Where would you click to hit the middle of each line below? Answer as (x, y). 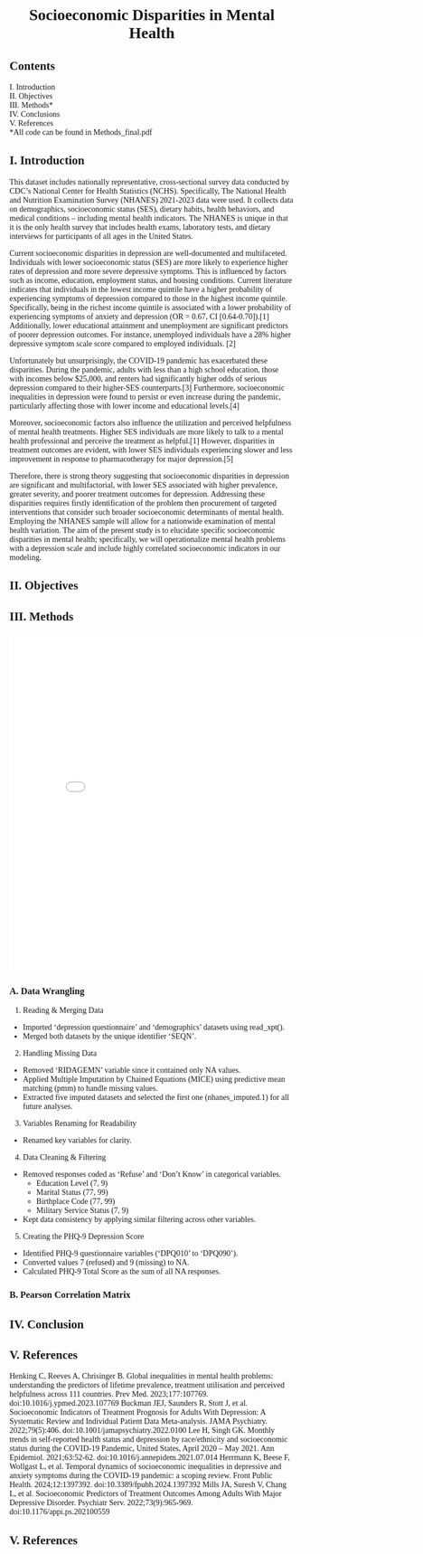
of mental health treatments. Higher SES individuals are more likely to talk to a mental (146, 432)
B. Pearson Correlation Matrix (70, 1295)
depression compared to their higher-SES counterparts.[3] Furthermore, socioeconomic (147, 388)
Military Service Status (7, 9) (82, 1211)
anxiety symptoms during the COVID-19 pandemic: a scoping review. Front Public (141, 1476)
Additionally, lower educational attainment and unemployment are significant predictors (149, 325)
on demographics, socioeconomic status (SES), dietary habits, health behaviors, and (142, 209)
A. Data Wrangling (47, 991)
